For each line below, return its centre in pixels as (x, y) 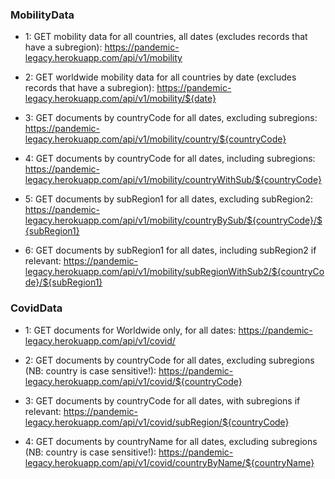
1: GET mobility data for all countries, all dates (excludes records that (166, 37)
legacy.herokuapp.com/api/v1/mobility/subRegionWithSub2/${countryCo (174, 272)
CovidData (36, 308)
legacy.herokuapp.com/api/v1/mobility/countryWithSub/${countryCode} (173, 180)
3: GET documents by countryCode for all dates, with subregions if (162, 400)
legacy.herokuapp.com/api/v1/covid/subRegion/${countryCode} (157, 422)
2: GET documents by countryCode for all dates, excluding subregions (169, 360)
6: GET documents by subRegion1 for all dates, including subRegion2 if (170, 250)
